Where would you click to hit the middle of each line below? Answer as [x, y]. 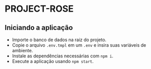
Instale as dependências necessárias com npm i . [63, 56]
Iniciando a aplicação [39, 28]
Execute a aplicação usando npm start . [53, 61]
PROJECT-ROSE [39, 9]
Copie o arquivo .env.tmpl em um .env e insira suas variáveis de [79, 45]
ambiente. [22, 50]
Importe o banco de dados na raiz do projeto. [59, 40]
